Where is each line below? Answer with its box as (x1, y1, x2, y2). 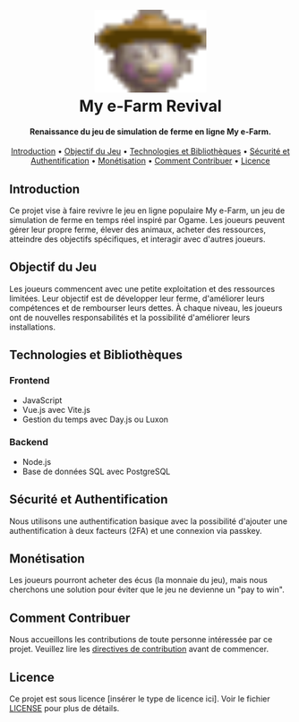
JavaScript (21, 394, 63, 406)
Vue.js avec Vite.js (21, 404, 91, 415)
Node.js (21, 456, 52, 467)
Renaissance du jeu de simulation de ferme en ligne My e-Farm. (30, 125, 271, 137)
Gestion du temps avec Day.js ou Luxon (21, 414, 168, 425)
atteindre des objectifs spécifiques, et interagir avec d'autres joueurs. (9, 234, 266, 245)
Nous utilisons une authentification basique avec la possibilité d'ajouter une (9, 515, 288, 527)
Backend (9, 436, 49, 449)
